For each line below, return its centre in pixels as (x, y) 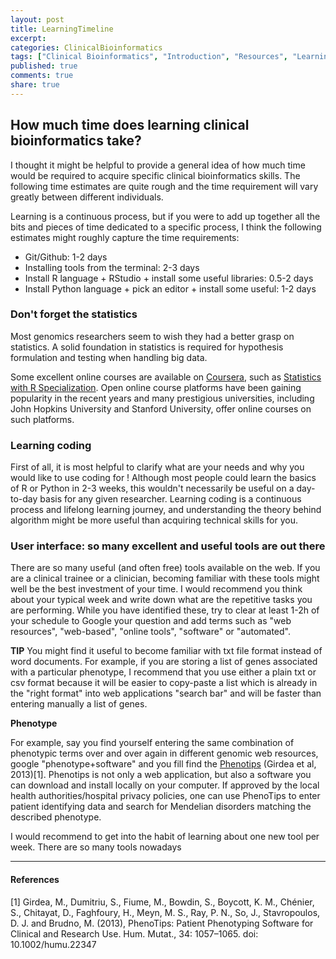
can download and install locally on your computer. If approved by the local (165, 785)
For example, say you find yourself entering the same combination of (152, 743)
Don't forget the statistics (74, 314)
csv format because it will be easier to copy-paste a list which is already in (164, 683)
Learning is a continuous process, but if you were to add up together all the (165, 216)
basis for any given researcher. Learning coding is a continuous (170, 499)
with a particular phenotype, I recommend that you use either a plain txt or (163, 672)
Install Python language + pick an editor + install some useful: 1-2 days (170, 288)
